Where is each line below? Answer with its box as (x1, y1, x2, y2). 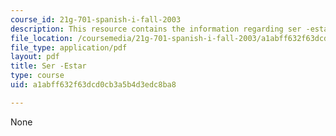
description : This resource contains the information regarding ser (10, 24, 302, 34)
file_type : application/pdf (10, 42, 128, 53)
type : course (10, 71, 65, 81)
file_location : (10, 33, 74, 43)
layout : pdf (10, 52, 60, 62)
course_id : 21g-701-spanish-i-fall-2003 (10, 14, 182, 25)
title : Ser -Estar (10, 61, 87, 71)
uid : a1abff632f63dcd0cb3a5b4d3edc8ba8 (10, 80, 177, 90)
